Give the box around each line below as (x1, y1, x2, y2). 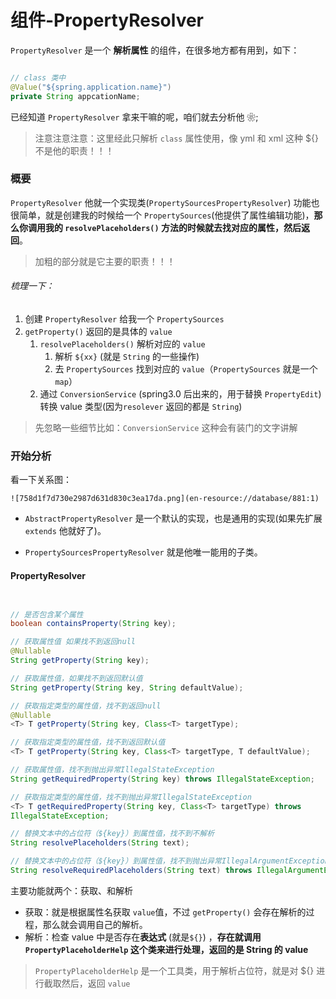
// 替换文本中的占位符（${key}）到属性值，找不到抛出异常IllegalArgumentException (10, 856, 330, 866)
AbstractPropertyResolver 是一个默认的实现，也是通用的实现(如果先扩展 (24, 512, 323, 525)
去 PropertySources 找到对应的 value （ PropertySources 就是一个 (54, 363, 318, 375)
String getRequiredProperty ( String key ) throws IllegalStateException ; (10, 774, 315, 784)
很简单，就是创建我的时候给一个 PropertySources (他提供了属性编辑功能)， (10, 209, 315, 221)
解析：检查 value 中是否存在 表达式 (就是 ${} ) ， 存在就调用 (24, 931, 262, 943)
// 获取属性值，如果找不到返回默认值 (10, 673, 143, 683)
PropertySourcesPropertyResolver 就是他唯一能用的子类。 (24, 546, 263, 558)
